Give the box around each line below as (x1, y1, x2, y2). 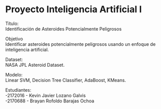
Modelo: (5, 71, 23, 77)
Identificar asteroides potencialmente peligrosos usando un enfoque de (5, 41, 156, 47)
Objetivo (5, 36, 23, 42)
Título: (5, 20, 19, 26)
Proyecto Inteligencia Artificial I (5, 4, 142, 15)
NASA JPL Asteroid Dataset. (5, 62, 65, 68)
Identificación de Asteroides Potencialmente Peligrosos (5, 25, 122, 32)
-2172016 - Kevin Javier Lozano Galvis (5, 92, 86, 98)
